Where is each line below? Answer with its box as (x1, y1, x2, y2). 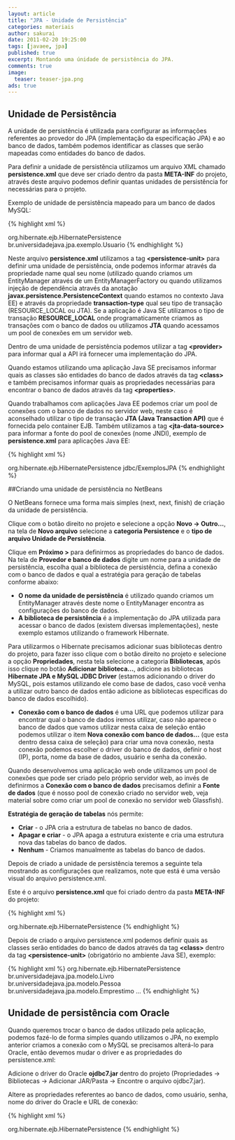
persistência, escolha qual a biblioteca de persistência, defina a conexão (8, 563, 218, 572)
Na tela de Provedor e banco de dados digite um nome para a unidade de (8, 556, 221, 564)
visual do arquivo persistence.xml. (8, 874, 107, 883)
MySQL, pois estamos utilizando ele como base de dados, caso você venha (8, 680, 226, 688)
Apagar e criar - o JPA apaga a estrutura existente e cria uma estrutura (17, 831, 225, 839)
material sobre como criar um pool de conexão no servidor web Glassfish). (8, 796, 224, 805)
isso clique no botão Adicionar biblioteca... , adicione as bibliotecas (8, 664, 204, 673)
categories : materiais (8, 23, 74, 30)
